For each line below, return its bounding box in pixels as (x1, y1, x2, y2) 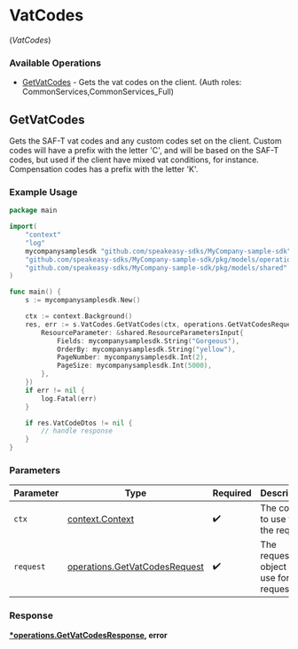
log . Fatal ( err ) (41, 394, 98, 403)
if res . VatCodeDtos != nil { (25, 418, 133, 427)
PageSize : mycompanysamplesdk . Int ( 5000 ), (56, 361, 213, 371)
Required (212, 487, 252, 499)
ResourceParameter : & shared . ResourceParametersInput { (41, 328, 244, 337)
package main (9, 206, 58, 215)
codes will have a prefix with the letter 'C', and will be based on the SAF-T (9, 145, 279, 156)
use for (260, 572, 290, 584)
